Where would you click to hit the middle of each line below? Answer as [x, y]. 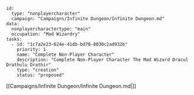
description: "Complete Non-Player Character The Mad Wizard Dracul [103, 60]
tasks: [14, 39]
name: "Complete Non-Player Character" [66, 55]
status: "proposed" [41, 75]
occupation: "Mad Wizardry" [46, 34]
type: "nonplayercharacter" [46, 13]
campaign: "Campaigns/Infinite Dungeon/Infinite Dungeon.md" [88, 19]
